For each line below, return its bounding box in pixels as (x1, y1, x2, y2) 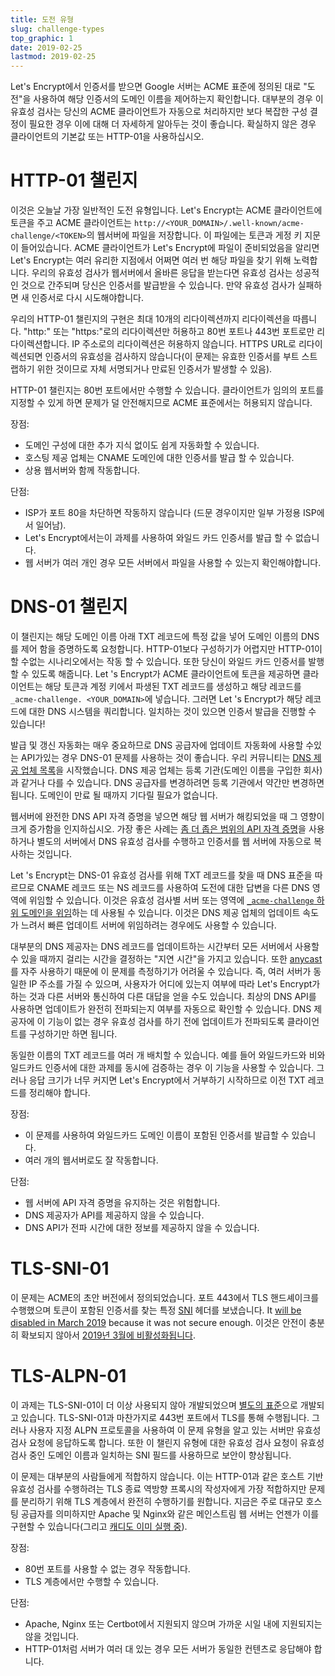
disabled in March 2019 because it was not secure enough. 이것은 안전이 (10, 1316, 307, 1328)
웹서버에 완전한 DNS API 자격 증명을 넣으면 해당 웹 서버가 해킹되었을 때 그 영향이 (10, 811, 325, 822)
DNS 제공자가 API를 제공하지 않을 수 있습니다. (24, 1209, 205, 1221)
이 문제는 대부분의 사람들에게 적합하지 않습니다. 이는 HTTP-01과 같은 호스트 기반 (10, 1470, 324, 1482)
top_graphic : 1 (10, 33, 74, 43)
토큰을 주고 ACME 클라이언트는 (10, 217, 132, 229)
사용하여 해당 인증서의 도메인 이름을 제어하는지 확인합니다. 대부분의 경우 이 (33, 93, 324, 105)
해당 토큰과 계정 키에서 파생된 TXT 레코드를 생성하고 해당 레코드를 (44, 681, 302, 692)
